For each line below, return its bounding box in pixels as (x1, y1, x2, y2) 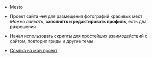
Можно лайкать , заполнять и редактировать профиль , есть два (9, 19, 147, 24)
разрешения (9, 24, 36, 29)
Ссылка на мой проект (9, 48, 58, 53)
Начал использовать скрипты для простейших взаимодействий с (9, 33, 148, 39)
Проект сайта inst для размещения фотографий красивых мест (9, 14, 143, 19)
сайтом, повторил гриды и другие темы (9, 38, 93, 44)
